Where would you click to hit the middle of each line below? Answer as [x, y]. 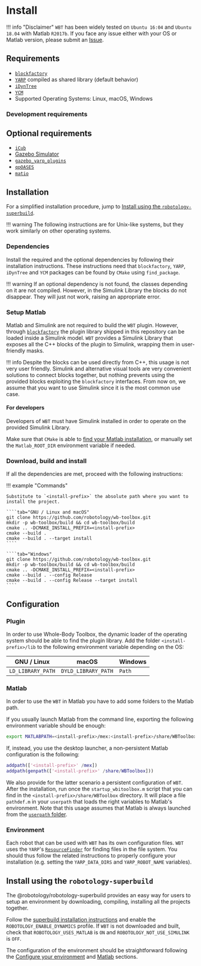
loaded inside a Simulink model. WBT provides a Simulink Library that [90, 338]
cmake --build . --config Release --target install [72, 581]
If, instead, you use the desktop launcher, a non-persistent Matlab [87, 748]
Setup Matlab [26, 312]
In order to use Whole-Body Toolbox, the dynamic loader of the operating [97, 634]
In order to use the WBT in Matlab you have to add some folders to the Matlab [100, 701]
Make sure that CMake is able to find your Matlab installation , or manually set [99, 439]
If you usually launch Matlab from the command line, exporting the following [100, 719]
